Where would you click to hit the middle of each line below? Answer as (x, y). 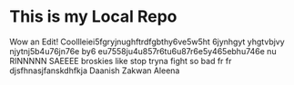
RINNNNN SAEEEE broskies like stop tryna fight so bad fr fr (121, 61)
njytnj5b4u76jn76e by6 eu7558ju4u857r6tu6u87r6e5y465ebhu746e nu (143, 51)
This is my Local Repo (93, 17)
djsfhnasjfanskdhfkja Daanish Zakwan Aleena (95, 71)
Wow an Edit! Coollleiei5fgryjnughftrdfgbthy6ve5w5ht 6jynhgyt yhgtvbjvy (147, 42)
